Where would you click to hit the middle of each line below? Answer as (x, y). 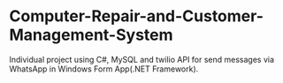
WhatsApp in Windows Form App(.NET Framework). (104, 69)
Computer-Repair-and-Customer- (136, 16)
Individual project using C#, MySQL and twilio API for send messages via (142, 59)
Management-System (92, 35)
